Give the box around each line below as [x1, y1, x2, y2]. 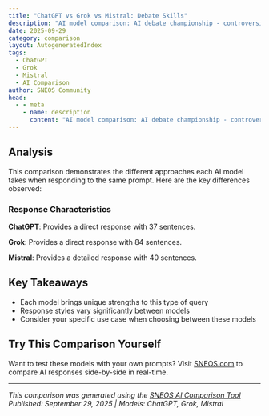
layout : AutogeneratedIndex [8, 42, 102, 50]
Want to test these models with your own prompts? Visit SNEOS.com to [8, 358, 243, 368]
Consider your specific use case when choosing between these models [19, 314, 256, 324]
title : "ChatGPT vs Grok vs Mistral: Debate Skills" [8, 11, 188, 20]
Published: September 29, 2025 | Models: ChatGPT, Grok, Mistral [8, 398, 224, 408]
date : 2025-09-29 [8, 26, 66, 34]
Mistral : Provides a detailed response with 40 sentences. [8, 253, 198, 262]
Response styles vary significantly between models [19, 306, 191, 315]
